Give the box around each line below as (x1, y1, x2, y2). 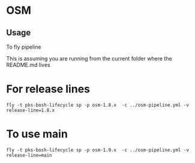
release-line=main (6, 152, 52, 158)
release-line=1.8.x (6, 107, 55, 113)
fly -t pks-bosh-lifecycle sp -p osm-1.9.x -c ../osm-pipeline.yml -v (6, 147, 189, 153)
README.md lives (6, 61, 50, 68)
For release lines (6, 82, 90, 96)
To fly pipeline (6, 43, 41, 50)
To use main (6, 127, 68, 141)
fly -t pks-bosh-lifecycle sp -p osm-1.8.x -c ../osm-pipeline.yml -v (6, 102, 189, 108)
